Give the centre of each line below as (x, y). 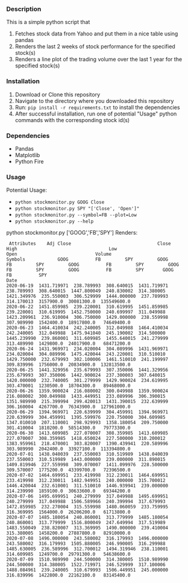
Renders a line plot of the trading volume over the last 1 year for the (99, 60)
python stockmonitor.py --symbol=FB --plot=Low (76, 215)
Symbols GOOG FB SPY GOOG (87, 260)
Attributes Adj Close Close (90, 244)
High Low (62, 249)
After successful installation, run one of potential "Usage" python (96, 114)
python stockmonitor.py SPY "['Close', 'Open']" (77, 209)
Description (24, 9)
